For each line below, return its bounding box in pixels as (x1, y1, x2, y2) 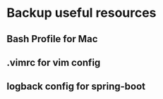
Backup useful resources (6, 5, 157, 21)
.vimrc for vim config (6, 56, 101, 68)
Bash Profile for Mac (6, 33, 98, 45)
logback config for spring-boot (6, 81, 146, 93)
